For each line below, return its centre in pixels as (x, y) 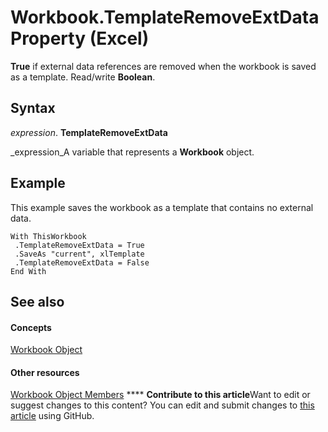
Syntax (33, 108)
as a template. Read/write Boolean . (83, 77)
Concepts (31, 327)
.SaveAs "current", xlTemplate (79, 254)
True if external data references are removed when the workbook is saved (163, 66)
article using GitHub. (52, 416)
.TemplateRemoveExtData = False (82, 262)
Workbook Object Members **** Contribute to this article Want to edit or (160, 395)
